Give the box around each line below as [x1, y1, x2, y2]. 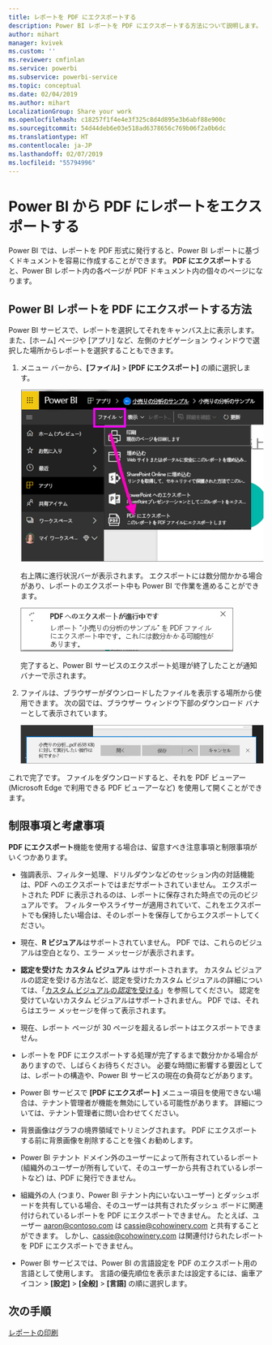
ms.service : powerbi [8, 65, 79, 73]
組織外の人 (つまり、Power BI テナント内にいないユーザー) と [19, 1190, 224, 1200]
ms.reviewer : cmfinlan [8, 56, 85, 64]
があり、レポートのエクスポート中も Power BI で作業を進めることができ [19, 580, 260, 590]
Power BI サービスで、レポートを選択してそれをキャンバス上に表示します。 [8, 325, 259, 335]
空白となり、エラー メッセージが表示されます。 [41, 947, 198, 957]
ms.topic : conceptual [8, 81, 82, 89]
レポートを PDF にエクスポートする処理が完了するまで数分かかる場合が [19, 1050, 258, 1059]
